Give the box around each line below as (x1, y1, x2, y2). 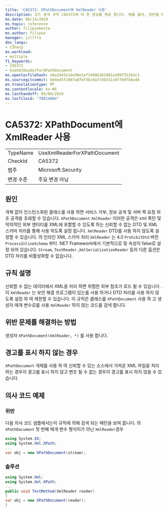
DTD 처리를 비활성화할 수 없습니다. (5, 253, 73, 259)
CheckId (7, 157, 27, 164)
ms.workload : (5, 49, 32, 54)
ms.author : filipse (5, 31, 46, 36)
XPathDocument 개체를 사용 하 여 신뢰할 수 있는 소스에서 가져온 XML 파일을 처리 (5, 363, 159, 369)
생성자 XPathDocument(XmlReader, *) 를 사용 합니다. (5, 332, 108, 338)
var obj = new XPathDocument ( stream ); (5, 450, 86, 455)
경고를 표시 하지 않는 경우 (5, 349, 78, 357)
